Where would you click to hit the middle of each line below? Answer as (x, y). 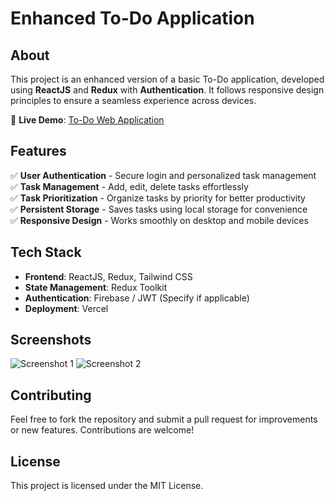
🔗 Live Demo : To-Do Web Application (87, 120)
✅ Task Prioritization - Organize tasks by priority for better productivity (158, 198)
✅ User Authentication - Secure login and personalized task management (163, 175)
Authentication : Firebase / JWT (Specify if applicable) (137, 298)
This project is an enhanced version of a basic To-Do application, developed (167, 79)
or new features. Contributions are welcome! (102, 430)
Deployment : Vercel (66, 308)
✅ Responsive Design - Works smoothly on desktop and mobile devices (159, 220)
